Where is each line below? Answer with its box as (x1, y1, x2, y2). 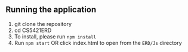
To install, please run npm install (14, 32, 97, 40)
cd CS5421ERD (14, 27, 52, 34)
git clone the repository (14, 20, 72, 27)
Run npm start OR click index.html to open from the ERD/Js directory (14, 39, 183, 46)
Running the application (5, 5, 97, 15)
